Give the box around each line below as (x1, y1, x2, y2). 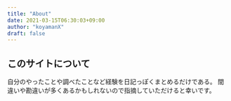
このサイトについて (7, 58, 91, 69)
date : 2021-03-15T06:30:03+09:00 (7, 17, 105, 24)
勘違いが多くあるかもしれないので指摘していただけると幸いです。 (25, 86, 216, 95)
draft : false (7, 29, 46, 37)
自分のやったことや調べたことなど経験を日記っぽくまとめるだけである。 (7, 78, 216, 86)
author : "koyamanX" (7, 23, 65, 30)
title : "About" (7, 10, 52, 18)
